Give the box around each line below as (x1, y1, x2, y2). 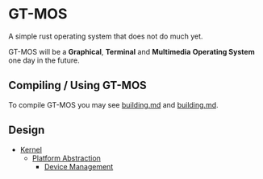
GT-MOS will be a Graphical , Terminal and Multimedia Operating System (8, 47, 256, 56)
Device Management (44, 161, 114, 171)
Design (8, 124, 45, 137)
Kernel (19, 144, 43, 154)
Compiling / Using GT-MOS (8, 79, 147, 92)
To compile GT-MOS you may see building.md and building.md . (8, 100, 219, 109)
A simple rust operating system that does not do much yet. (8, 31, 203, 41)
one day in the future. (8, 55, 80, 65)
